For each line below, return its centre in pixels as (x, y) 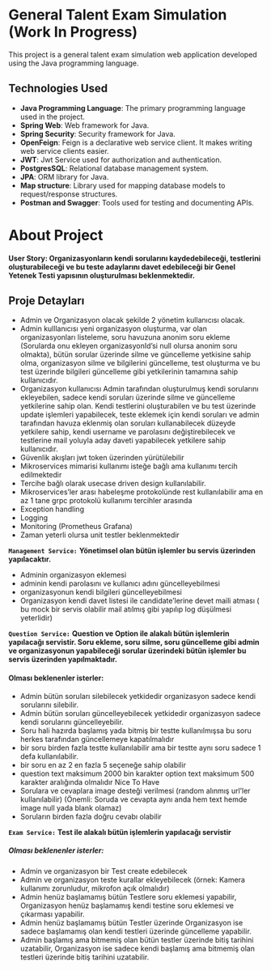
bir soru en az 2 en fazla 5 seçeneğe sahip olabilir (103, 765)
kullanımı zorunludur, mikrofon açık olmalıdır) (95, 888)
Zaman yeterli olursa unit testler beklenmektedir (100, 535)
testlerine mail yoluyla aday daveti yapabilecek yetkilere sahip (123, 441)
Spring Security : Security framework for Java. (97, 133)
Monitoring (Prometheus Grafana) (76, 527)
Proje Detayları (47, 301)
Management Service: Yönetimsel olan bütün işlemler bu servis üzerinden (132, 551)
